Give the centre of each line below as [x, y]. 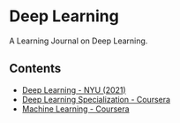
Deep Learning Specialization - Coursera [96, 99]
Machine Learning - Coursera [75, 109]
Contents [35, 69]
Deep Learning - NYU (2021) [74, 89]
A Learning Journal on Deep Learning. [79, 41]
